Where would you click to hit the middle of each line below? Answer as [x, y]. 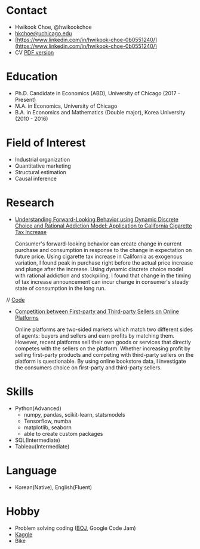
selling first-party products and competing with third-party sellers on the [104, 354]
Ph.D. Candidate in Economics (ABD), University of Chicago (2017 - [98, 93]
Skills [20, 391]
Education [32, 77]
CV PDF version [34, 52]
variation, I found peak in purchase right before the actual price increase [104, 263]
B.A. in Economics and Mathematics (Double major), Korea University [100, 112]
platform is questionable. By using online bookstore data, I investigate [100, 361]
